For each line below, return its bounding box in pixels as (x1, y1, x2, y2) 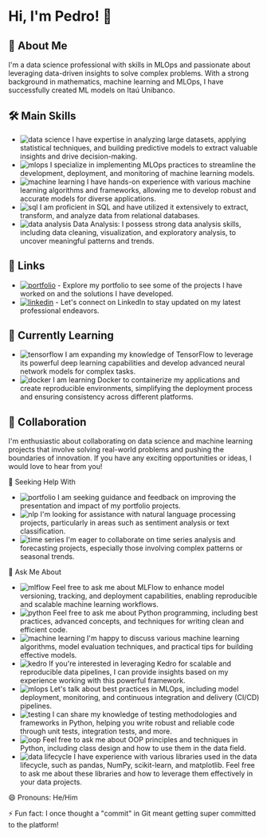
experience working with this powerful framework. (19, 676, 186, 686)
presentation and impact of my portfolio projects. (19, 501, 181, 510)
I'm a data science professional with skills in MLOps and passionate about (8, 60, 251, 69)
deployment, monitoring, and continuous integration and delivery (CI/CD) (19, 693, 260, 702)
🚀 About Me (8, 39, 68, 53)
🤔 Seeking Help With (8, 477, 76, 487)
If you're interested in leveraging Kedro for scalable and (49, 659, 232, 668)
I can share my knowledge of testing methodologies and (52, 710, 238, 719)
